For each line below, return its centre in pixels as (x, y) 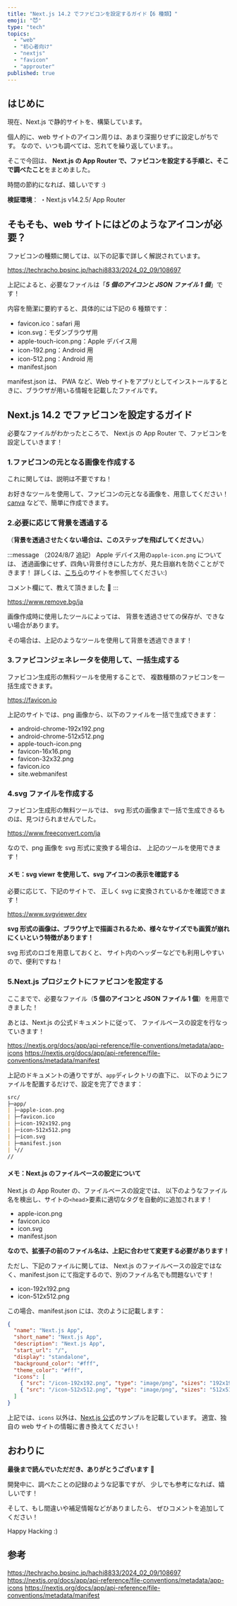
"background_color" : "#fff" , (56, 1363)
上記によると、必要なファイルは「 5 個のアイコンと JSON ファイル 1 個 (109, 285)
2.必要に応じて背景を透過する (58, 523)
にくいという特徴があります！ (50, 938)
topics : (19, 34)
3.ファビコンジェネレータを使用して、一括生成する (93, 660)
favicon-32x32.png (45, 759)
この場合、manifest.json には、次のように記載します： (86, 1311)
